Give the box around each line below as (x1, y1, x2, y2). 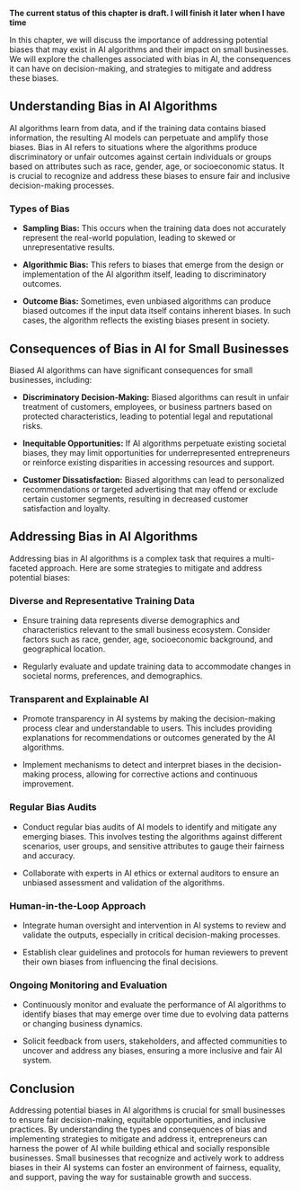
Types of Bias (9, 202, 70, 215)
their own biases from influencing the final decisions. (22, 956, 218, 967)
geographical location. (22, 644, 106, 654)
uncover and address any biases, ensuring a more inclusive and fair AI (22, 1045, 283, 1056)
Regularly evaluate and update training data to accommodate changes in (22, 661, 292, 672)
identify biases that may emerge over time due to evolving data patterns (22, 1009, 289, 1019)
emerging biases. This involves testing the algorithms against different (22, 831, 283, 841)
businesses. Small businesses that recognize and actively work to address (9, 1152, 285, 1163)
